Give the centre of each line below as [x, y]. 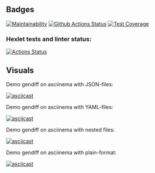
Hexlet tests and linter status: [49, 39]
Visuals [20, 70]
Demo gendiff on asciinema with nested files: [61, 130]
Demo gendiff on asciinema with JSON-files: [60, 84]
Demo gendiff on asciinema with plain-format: [61, 152]
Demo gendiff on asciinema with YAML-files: [60, 107]
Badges [20, 10]
